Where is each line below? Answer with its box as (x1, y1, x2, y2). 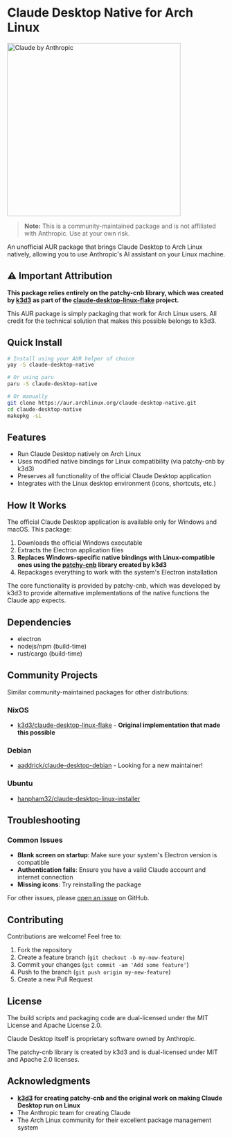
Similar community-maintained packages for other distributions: (7, 688, 189, 696)
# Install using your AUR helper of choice (7, 355, 135, 362)
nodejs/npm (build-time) (17, 642, 87, 650)
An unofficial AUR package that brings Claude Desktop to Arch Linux (7, 243, 203, 251)
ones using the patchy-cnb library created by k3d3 (17, 561, 168, 569)
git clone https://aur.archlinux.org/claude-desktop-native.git (7, 399, 197, 406)
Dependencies (7, 616, 71, 628)
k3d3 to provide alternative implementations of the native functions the (7, 589, 210, 597)
